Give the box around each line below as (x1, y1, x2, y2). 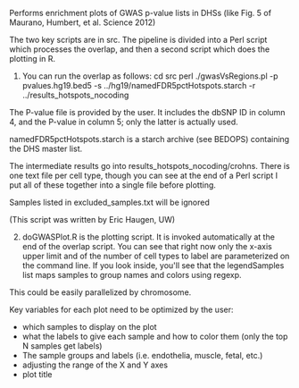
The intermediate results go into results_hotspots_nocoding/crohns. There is (9, 161, 290, 171)
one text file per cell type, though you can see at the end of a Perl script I (9, 170, 278, 181)
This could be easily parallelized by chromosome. (9, 287, 192, 298)
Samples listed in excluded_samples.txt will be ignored (9, 197, 210, 207)
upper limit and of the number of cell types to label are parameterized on (21, 250, 290, 261)
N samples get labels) (21, 341, 103, 351)
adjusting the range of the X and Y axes (21, 359, 168, 370)
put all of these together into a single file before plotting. (9, 180, 217, 190)
